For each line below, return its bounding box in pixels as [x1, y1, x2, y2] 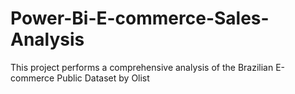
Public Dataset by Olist [56, 72, 150, 84]
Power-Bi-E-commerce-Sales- [10, 7, 270, 30]
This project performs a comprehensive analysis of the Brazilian [10, 61, 274, 73]
